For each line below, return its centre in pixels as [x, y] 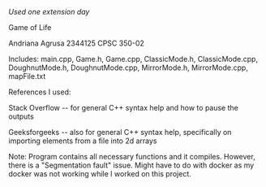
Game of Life [30, 27]
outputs [21, 116]
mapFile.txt [27, 76]
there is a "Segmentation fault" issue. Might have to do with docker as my [131, 165]
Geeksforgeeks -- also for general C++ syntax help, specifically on [120, 132]
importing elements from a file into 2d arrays [83, 141]
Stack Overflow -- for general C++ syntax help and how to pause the [124, 108]
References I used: [40, 92]
